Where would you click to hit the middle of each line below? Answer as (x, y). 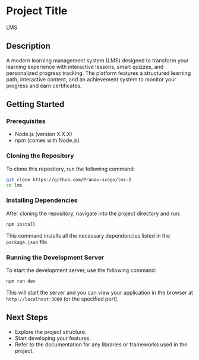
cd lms (14, 185)
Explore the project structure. (50, 331)
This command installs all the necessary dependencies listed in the (88, 235)
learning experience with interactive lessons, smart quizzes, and (85, 67)
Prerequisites (26, 121)
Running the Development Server (55, 257)
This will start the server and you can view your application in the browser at (99, 292)
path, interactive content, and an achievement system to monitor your (91, 79)
